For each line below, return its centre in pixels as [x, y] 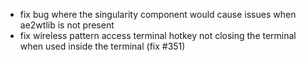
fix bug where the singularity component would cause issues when [158, 14]
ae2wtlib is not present [67, 25]
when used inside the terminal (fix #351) [102, 46]
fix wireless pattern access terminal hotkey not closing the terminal [158, 35]
